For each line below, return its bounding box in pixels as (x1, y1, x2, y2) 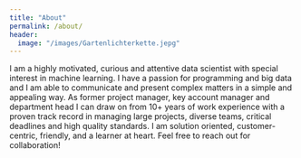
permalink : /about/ (9, 22, 83, 31)
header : (9, 30, 39, 39)
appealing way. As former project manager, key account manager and (9, 92, 270, 103)
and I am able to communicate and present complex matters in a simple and (9, 82, 293, 93)
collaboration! (9, 140, 61, 151)
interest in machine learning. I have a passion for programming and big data (9, 73, 293, 84)
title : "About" (9, 13, 67, 23)
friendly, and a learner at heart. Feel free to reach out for (39, 130, 251, 141)
